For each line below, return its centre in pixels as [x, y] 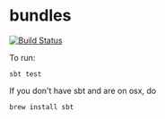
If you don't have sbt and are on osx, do [83, 90]
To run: [22, 57]
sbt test [26, 74]
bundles [40, 16]
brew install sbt [42, 107]
